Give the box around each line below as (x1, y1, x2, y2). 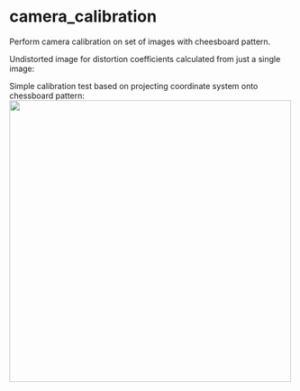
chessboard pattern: (9, 90, 86, 101)
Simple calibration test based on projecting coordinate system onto (9, 80, 259, 91)
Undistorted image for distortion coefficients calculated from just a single (9, 53, 281, 64)
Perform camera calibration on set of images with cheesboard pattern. (9, 36, 271, 47)
